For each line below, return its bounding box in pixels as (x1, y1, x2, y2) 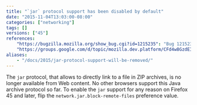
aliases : (6, 52, 28, 58)
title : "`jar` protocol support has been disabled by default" (6, 8, 164, 15)
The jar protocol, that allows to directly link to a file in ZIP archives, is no (6, 73, 182, 80)
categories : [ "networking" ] (6, 19, 75, 25)
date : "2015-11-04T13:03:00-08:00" (6, 14, 93, 20)
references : (6, 36, 35, 41)
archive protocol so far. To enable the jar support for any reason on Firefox (6, 86, 188, 93)
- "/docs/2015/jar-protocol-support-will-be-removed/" (16, 57, 154, 63)
